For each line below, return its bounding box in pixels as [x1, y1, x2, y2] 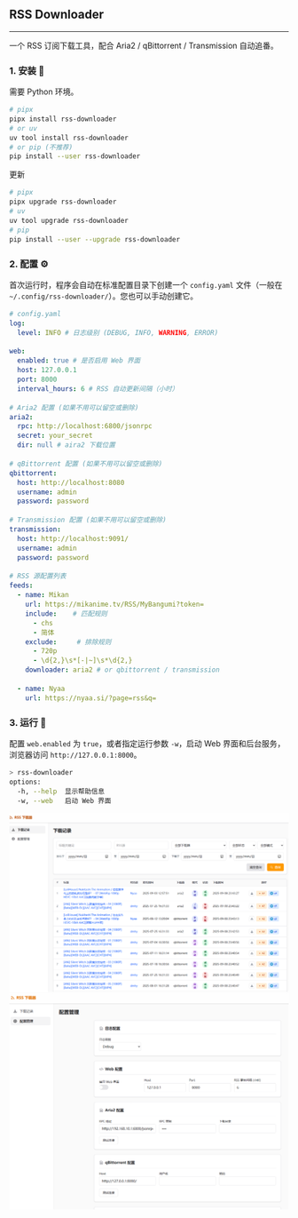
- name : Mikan [17, 591, 69, 600]
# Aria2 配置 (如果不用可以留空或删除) [9, 403, 139, 412]
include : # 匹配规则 [25, 609, 108, 618]
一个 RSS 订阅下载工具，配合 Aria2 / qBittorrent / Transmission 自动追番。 [9, 40, 279, 51]
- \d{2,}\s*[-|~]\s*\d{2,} [32, 657, 133, 665]
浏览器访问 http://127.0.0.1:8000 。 [9, 749, 142, 760]
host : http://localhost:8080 [17, 478, 125, 487]
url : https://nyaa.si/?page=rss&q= [25, 693, 157, 703]
